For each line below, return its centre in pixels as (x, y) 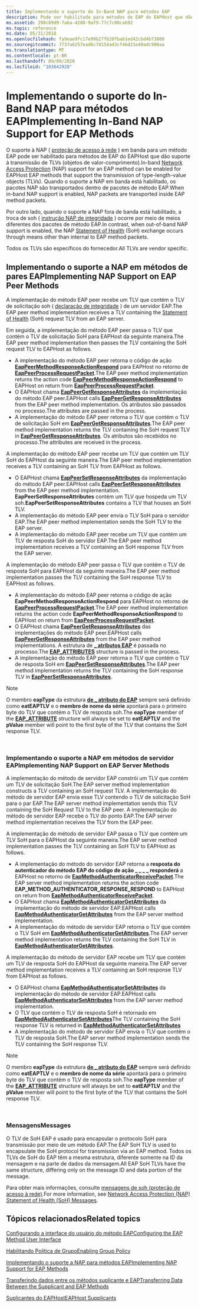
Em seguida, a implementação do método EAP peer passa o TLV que (90, 330)
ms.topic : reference (32, 28)
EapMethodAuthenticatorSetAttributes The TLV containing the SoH (98, 1019)
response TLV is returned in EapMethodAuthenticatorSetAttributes (98, 1025)
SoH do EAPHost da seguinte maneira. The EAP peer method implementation (99, 460)
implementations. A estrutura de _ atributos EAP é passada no (90, 645)
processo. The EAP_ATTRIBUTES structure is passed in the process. (98, 652)
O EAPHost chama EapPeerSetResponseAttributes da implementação (100, 478)
